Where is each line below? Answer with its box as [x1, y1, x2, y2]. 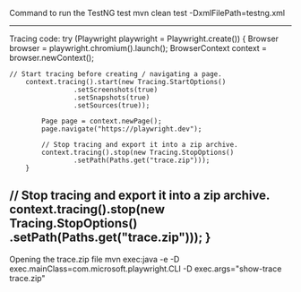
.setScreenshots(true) [73, 85, 159, 94]
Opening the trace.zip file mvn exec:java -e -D [9, 253, 180, 264]
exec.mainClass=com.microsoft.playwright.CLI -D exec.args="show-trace [9, 263, 282, 274]
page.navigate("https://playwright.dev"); [41, 125, 202, 133]
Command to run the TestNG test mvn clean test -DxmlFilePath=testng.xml [9, 8, 285, 18]
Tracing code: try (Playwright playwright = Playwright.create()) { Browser [9, 33, 279, 44]
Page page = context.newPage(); [41, 116, 163, 125]
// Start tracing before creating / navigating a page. [9, 70, 222, 79]
